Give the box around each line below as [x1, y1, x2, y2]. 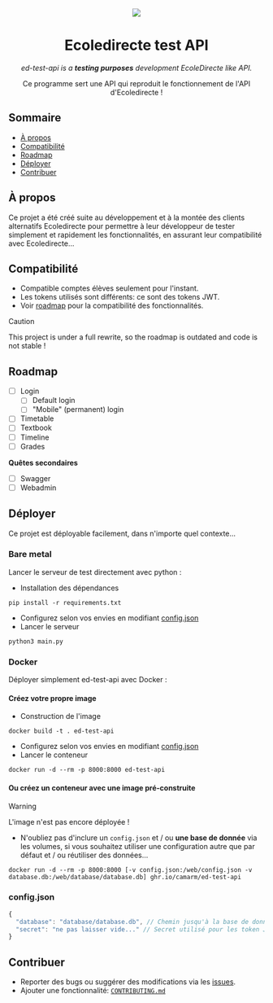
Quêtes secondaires [8, 458, 79, 467]
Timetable [19, 414, 54, 423]
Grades [19, 441, 45, 451]
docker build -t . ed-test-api [8, 727, 115, 735]
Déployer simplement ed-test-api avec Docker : [8, 675, 167, 685]
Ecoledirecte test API [64, 36, 209, 55]
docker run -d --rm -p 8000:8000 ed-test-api [8, 766, 165, 774]
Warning [8, 801, 37, 811]
